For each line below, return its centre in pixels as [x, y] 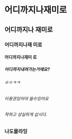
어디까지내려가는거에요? [27, 69]
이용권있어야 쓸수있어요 [27, 99]
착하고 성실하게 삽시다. [26, 115]
